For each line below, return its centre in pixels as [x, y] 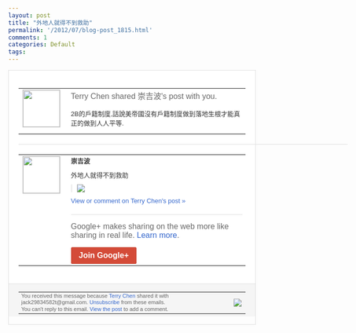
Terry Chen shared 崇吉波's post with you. [144, 96]
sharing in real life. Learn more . [125, 235]
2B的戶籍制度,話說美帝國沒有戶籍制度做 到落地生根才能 [152, 113]
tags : [17, 52]
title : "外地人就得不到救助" [50, 23]
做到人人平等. [104, 123]
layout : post [29, 15]
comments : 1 [28, 37]
